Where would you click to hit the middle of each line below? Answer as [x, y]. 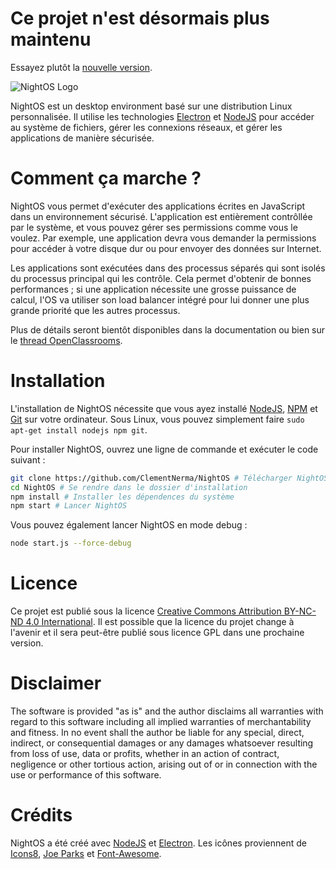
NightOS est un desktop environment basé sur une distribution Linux [151, 106]
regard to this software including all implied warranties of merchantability [161, 722]
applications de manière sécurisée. [82, 138]
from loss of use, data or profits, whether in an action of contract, [145, 754]
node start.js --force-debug [71, 543]
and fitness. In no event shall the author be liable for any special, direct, [157, 733]
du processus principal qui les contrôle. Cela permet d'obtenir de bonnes [161, 278]
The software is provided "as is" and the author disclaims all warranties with [167, 711]
